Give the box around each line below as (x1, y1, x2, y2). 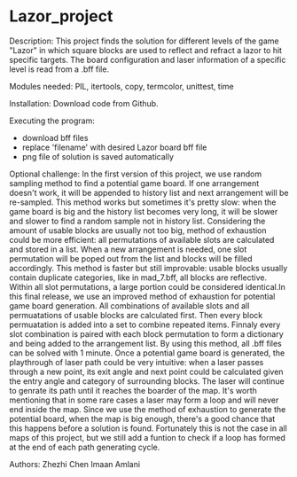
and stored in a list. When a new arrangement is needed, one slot (9, 244, 247, 254)
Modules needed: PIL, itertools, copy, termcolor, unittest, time (9, 81, 234, 91)
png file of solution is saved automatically (21, 151, 175, 161)
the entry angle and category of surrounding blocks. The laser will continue (9, 375, 285, 387)
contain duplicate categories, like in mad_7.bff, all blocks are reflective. (9, 272, 268, 283)
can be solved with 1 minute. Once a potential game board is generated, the (9, 348, 285, 358)
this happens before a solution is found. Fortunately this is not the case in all (9, 423, 288, 434)
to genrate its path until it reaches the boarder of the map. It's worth (9, 385, 257, 395)
